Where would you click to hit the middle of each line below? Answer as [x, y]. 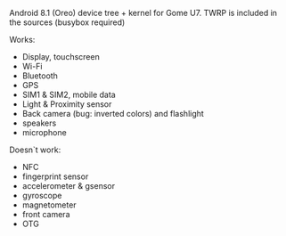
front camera [46, 214]
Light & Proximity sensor [67, 104]
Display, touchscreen [61, 57]
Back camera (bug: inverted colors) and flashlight [113, 114]
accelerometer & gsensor [69, 186]
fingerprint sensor [55, 176]
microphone [44, 132]
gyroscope [42, 195]
